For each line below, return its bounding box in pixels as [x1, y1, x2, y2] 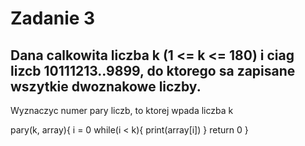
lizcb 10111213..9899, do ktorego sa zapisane [10, 62, 296, 79]
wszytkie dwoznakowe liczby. [10, 78, 202, 95]
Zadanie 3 [10, 7, 96, 30]
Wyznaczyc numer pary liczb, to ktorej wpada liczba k [10, 105, 234, 116]
